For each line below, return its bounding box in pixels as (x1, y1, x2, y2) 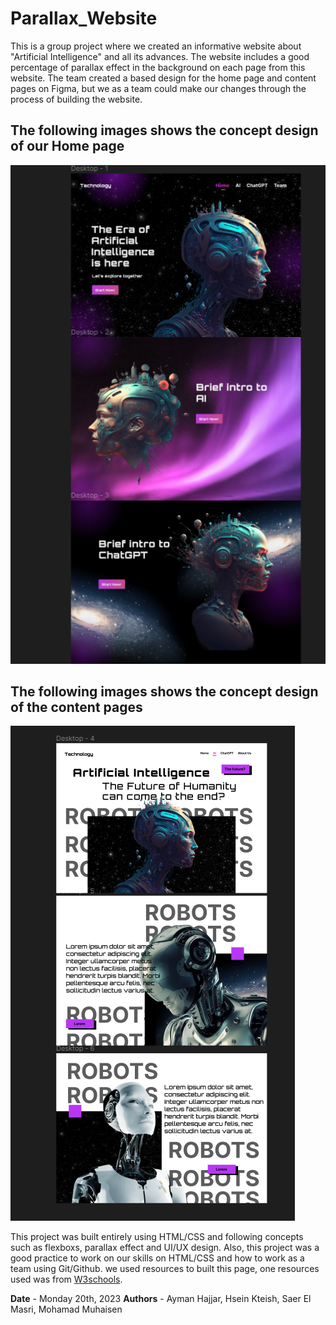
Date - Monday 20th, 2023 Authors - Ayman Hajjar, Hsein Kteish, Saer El (10, 1293, 312, 1305)
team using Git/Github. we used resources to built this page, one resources (10, 1263, 320, 1275)
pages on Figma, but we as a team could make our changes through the (10, 82, 307, 94)
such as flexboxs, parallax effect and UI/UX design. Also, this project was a (10, 1242, 320, 1254)
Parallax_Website (10, 7, 158, 30)
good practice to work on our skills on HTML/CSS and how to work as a (10, 1252, 305, 1264)
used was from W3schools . (10, 1273, 123, 1286)
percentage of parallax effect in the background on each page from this (10, 61, 306, 73)
